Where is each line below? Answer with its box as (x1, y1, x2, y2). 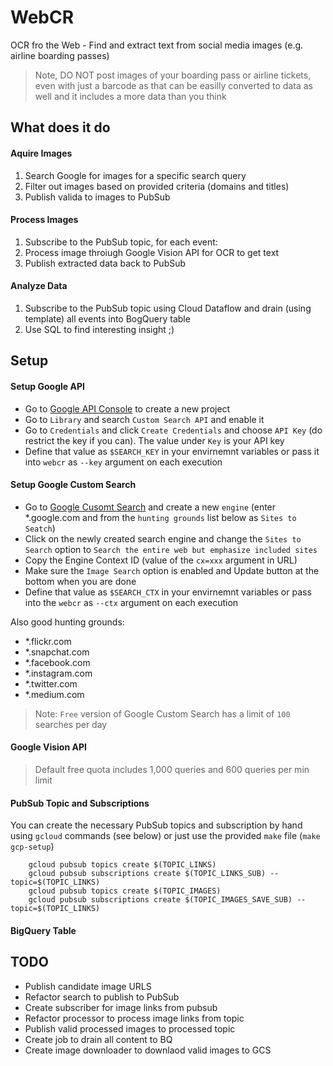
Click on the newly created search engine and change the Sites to (24, 532, 302, 545)
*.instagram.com (24, 667, 93, 679)
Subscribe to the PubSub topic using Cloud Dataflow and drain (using (24, 302, 312, 314)
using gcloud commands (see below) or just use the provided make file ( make (10, 830, 321, 842)
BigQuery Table (10, 924, 77, 936)
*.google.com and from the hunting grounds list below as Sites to (24, 511, 297, 523)
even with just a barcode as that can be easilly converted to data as (34, 79, 313, 91)
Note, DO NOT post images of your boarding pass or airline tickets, (34, 69, 312, 81)
